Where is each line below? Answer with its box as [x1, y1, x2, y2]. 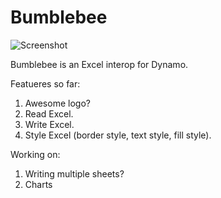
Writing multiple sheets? [24, 167, 125, 180]
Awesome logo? [24, 97, 91, 109]
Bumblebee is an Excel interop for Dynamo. [10, 58, 189, 70]
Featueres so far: [10, 77, 81, 90]
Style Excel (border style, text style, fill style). [24, 129, 212, 141]
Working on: [10, 148, 61, 160]
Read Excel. [24, 107, 74, 120]
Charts [24, 178, 53, 190]
